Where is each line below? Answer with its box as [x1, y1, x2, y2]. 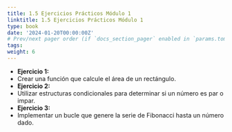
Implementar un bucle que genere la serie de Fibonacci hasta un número [17, 111, 224, 119]
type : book [7, 23, 39, 30]
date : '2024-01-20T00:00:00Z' [7, 29, 95, 36]
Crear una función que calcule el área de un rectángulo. [17, 74, 176, 82]
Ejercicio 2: [17, 82, 50, 90]
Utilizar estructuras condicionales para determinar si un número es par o [17, 89, 224, 97]
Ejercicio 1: [17, 67, 50, 76]
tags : [7, 42, 23, 49]
